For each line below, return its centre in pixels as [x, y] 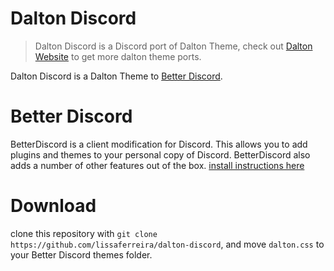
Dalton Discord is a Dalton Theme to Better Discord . [116, 76]
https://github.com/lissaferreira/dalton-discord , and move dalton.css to [167, 244]
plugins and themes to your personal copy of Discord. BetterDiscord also [160, 154]
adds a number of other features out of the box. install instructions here [157, 165]
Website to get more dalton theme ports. [118, 56]
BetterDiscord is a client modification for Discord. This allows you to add [159, 144]
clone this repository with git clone [84, 233]
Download [53, 206]
